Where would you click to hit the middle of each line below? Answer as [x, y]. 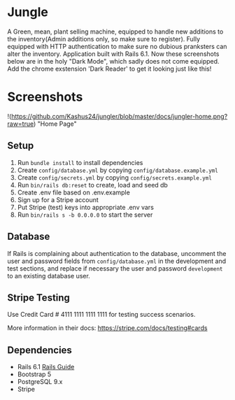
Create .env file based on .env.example [74, 192]
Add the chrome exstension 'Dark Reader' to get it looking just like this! [109, 69]
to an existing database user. [49, 276]
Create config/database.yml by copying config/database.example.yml [117, 170]
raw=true [20, 124]
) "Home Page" [55, 124]
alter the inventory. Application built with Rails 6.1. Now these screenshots [113, 54]
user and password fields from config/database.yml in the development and [117, 261]
